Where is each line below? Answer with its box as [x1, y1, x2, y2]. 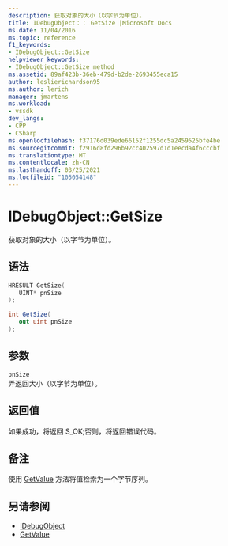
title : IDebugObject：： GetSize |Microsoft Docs [8, 19, 172, 27]
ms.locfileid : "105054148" [8, 173, 97, 182]
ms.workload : [8, 100, 51, 108]
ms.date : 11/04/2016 [8, 26, 77, 34]
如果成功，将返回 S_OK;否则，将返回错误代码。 [8, 427, 162, 436]
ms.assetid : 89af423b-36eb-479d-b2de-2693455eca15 [8, 70, 178, 78]
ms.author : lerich [8, 85, 69, 93]
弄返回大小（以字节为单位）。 [8, 378, 102, 388]
